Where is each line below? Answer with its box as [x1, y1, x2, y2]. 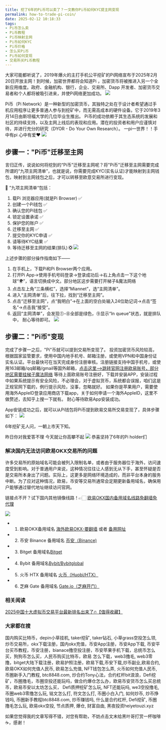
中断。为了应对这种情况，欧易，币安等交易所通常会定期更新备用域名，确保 [5, 478, 157, 484]
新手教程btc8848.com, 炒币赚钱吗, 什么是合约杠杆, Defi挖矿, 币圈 [24, 696, 157, 702]
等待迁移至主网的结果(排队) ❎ [12, 245, 73, 251]
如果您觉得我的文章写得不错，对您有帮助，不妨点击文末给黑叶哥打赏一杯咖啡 [5, 713, 161, 719]
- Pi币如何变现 [5, 53, 33, 58]
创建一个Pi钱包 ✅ [12, 201, 47, 208]
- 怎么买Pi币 [5, 48, 29, 53]
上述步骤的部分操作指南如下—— [5, 255, 70, 261]
